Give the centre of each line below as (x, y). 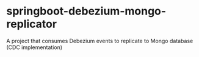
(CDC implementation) (34, 47)
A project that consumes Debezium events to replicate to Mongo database (100, 41)
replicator (31, 24)
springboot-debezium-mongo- (86, 11)
